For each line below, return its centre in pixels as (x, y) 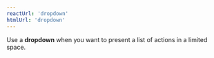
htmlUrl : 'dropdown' (36, 20)
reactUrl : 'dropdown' (38, 13)
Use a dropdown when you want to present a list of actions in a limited (107, 39)
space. (16, 47)
